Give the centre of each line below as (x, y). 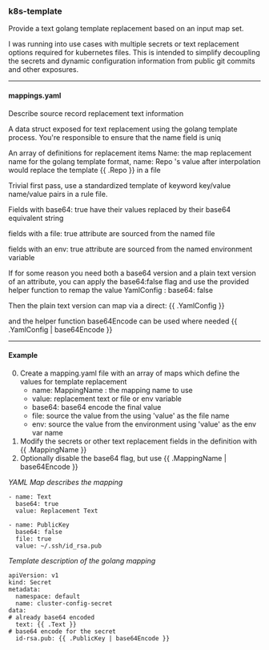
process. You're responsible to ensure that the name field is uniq (115, 137)
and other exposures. (44, 70)
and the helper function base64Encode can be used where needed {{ (123, 321)
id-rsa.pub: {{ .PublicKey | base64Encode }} (93, 638)
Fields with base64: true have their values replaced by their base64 (120, 209)
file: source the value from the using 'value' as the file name (130, 415)
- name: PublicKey (39, 525)
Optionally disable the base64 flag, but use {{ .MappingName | (123, 458)
